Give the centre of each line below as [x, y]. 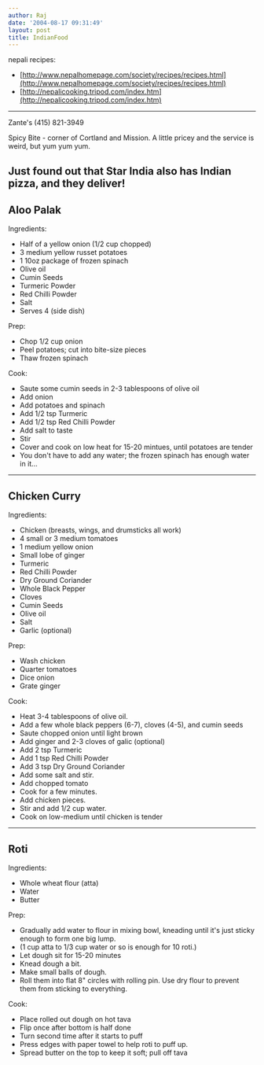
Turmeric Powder [48, 286]
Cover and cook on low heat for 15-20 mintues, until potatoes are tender [136, 447]
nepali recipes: [32, 60]
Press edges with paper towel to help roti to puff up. [104, 1045]
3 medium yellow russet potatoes [73, 252]
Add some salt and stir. [57, 775]
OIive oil [33, 614]
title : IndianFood [38, 37]
